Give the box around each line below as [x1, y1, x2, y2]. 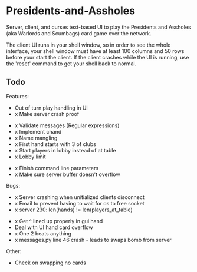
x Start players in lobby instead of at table [14, 147, 116, 154]
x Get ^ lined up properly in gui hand [14, 217, 103, 224]
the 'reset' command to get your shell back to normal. [6, 60, 137, 67]
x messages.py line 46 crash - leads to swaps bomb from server [14, 236, 172, 243]
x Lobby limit [14, 153, 46, 160]
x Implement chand [14, 128, 62, 135]
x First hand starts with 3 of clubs [14, 140, 96, 148]
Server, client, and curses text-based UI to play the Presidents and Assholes [6, 24, 191, 31]
